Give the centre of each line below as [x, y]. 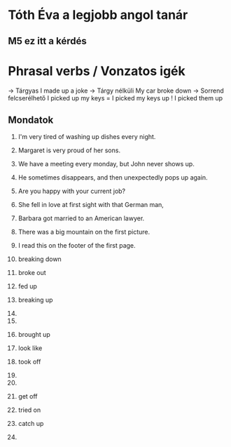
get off [28, 396]
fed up [28, 286]
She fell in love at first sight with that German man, [91, 205]
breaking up [35, 300]
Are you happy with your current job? [72, 191]
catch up [31, 424]
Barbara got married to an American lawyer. [81, 218]
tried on [29, 410]
